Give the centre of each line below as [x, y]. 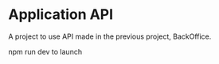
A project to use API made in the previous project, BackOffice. [110, 36]
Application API [61, 15]
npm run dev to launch [45, 51]
